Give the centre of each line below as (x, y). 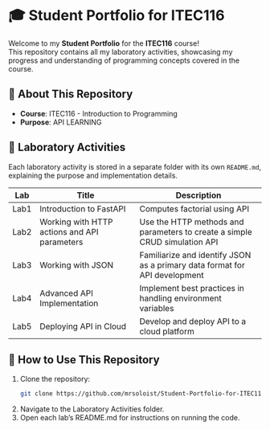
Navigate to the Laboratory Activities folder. (92, 409)
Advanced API (67, 293)
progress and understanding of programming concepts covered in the (124, 60)
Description (198, 195)
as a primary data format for (192, 264)
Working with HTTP (76, 222)
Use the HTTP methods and (192, 222)
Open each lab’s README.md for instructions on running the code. (130, 418)
